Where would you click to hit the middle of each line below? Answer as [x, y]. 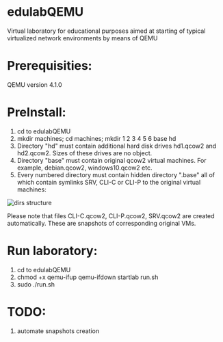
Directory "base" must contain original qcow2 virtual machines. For [112, 160]
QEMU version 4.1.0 [35, 84]
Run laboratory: [52, 251]
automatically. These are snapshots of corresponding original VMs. [102, 223]
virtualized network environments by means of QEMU [82, 38]
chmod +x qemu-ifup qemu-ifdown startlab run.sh [88, 277]
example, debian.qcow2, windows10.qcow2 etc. [84, 168]
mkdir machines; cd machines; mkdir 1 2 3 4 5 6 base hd [96, 138]
